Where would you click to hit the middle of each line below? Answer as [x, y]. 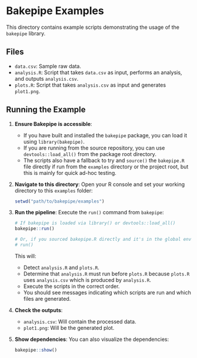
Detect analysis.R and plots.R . [61, 267]
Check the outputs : [39, 310]
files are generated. [47, 299]
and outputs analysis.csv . [46, 78]
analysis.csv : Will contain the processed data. [80, 321]
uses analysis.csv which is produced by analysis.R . [87, 280]
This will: [25, 256]
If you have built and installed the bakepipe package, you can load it [105, 135]
